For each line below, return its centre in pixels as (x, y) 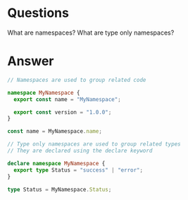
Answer (31, 61)
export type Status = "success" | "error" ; (78, 170)
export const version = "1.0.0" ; (63, 112)
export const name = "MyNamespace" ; (67, 99)
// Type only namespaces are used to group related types (94, 144)
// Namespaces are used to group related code (77, 80)
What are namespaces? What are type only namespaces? (91, 33)
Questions (38, 13)
